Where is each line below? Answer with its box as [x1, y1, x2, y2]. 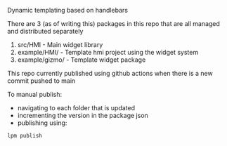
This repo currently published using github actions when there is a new [7, 69, 213, 77]
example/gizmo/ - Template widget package [17, 55, 146, 64]
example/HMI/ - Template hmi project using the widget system [17, 48, 199, 56]
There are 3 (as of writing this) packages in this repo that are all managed [7, 20, 220, 27]
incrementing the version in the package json [17, 112, 149, 119]
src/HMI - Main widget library [17, 41, 103, 48]
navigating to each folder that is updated [17, 104, 136, 112]
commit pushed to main [7, 77, 76, 85]
